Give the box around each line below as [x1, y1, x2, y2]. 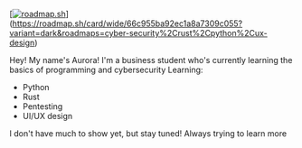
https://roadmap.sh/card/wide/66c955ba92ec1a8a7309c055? [12, 18, 243, 29]
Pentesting [22, 101, 63, 112]
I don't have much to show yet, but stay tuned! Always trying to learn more [9, 128, 288, 139]
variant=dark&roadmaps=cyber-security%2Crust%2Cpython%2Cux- [9, 28, 269, 38]
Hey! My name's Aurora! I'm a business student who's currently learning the [9, 55, 293, 65]
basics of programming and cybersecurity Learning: [9, 64, 203, 75]
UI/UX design [22, 111, 73, 121]
